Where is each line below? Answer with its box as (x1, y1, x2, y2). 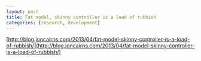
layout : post (6, 8, 39, 15)
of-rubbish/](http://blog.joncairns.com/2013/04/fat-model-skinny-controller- (6, 42, 195, 49)
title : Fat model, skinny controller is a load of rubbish (6, 14, 157, 20)
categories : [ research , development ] (6, 20, 100, 25)
